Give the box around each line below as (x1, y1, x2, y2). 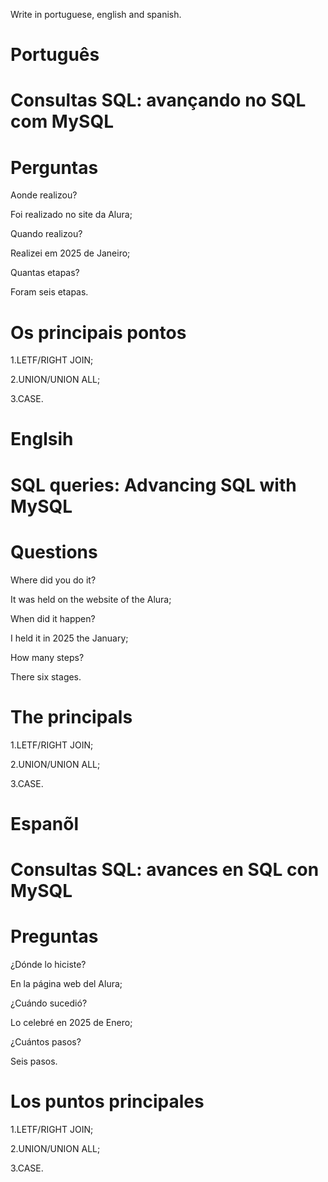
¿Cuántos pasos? (10, 1035, 82, 1048)
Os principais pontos (10, 321, 187, 344)
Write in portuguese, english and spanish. (10, 9, 182, 20)
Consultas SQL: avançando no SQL (10, 89, 307, 112)
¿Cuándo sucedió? (10, 997, 88, 1009)
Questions (10, 540, 98, 563)
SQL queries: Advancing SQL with (10, 474, 297, 496)
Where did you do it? (10, 574, 97, 586)
